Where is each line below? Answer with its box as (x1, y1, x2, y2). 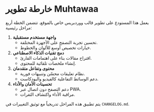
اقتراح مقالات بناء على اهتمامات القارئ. (20, 55, 92, 61)
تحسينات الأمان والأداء (12, 81, 52, 87)
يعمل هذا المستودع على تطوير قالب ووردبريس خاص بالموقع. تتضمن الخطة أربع (5, 20, 149, 25)
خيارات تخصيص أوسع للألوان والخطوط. (20, 45, 91, 50)
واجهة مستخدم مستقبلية (12, 34, 56, 40)
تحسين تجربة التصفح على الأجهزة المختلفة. (20, 39, 98, 45)
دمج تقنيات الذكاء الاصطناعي (12, 50, 64, 56)
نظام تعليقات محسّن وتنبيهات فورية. (20, 70, 85, 76)
